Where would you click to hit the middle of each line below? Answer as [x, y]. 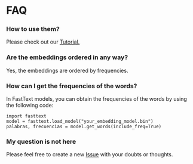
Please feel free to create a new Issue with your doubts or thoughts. [90, 154]
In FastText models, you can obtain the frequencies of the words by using [96, 99]
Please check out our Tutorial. [43, 42]
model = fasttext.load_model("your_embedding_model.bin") [80, 122]
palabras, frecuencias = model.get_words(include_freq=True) [84, 127]
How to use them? [33, 29]
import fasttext [26, 116]
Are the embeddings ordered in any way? [67, 57]
